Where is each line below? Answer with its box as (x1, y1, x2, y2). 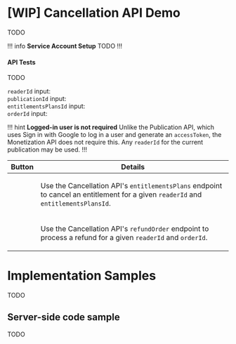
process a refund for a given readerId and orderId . (40, 233, 208, 243)
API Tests (7, 58, 37, 66)
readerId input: (7, 87, 51, 95)
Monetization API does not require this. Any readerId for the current (7, 138, 204, 147)
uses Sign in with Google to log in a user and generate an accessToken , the (7, 131, 222, 139)
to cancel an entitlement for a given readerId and (40, 190, 202, 199)
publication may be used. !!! (7, 145, 88, 154)
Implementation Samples (7, 268, 157, 284)
